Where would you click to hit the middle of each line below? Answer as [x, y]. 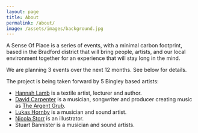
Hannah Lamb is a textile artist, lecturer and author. [78, 93]
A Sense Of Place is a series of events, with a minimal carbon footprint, [94, 46]
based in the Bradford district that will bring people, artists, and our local [96, 52]
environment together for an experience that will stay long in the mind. [93, 58]
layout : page [23, 12]
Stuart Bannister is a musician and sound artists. [75, 125]
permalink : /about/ [31, 23]
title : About [23, 17]
